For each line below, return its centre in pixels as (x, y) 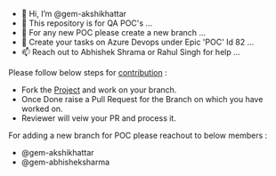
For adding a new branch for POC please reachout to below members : (138, 135)
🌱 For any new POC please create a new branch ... (114, 32)
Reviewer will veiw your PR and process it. (99, 118)
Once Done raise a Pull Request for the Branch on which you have (142, 99)
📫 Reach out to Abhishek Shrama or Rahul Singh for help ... (131, 52)
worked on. (42, 108)
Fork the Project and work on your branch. (99, 90)
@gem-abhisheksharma (65, 162)
